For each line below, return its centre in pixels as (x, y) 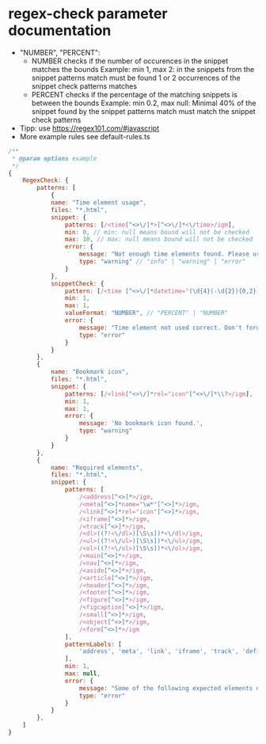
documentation (60, 30)
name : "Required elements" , (97, 468)
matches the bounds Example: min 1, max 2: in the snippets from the (143, 69)
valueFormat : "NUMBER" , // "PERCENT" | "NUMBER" (146, 313)
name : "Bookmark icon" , (89, 372)
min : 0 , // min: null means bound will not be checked (157, 232)
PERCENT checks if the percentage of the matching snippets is (134, 94)
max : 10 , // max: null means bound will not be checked (159, 239)
